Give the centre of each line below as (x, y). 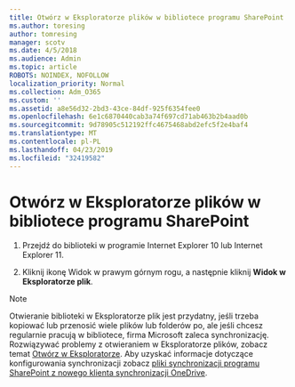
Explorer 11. (43, 255)
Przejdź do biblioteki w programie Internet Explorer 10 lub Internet (143, 246)
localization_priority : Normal (67, 84)
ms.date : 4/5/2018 (43, 51)
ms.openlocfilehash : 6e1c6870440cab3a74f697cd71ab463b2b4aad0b (129, 117)
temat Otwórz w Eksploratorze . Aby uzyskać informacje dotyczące (131, 354)
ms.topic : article (43, 68)
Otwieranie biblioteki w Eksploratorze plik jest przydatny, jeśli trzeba (134, 316)
